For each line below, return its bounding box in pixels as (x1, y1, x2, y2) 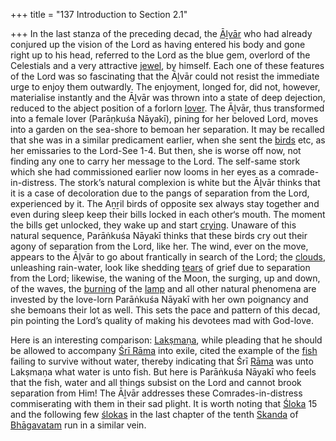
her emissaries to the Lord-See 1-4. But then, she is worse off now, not (10, 145, 302, 156)
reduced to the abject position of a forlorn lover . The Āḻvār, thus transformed (10, 102, 325, 114)
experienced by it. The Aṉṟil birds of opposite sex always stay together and (10, 198, 320, 209)
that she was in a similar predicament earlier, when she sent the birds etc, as (10, 134, 326, 146)
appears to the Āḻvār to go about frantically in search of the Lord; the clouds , (10, 251, 327, 263)
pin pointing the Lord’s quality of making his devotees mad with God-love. (10, 315, 314, 326)
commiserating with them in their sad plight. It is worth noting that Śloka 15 (10, 398, 318, 409)
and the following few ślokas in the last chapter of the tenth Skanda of (10, 409, 299, 420)
